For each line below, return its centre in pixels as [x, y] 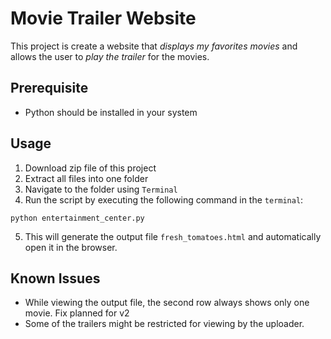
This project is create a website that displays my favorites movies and [154, 46]
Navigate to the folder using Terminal [101, 189]
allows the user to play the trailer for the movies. [110, 56]
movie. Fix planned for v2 [77, 313]
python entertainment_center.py [77, 218]
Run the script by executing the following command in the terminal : [164, 199]
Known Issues [55, 278]
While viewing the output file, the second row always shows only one [167, 303]
